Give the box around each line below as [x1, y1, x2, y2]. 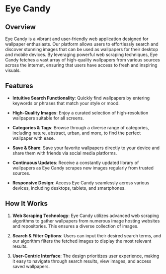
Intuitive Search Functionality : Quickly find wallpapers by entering [12, 95, 150, 101]
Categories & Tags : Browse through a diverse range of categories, [12, 124, 149, 130]
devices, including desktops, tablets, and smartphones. [12, 185, 126, 191]
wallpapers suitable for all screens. [12, 115, 84, 121]
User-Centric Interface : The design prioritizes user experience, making [12, 253, 160, 259]
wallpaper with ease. [12, 135, 55, 141]
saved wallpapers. [12, 263, 50, 269]
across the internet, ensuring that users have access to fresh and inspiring [5, 62, 158, 68]
